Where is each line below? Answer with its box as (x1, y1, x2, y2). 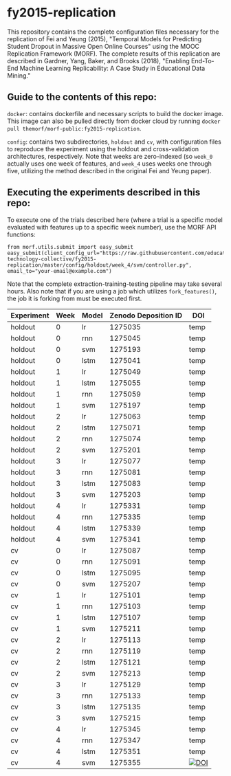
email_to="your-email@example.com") (7, 267, 112, 274)
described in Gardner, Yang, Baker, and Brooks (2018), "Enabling (7, 56, 190, 65)
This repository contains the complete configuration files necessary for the (7, 27, 219, 36)
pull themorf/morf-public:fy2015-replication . (7, 124, 142, 132)
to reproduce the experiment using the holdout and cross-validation (7, 144, 199, 153)
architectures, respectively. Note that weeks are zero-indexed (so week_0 (7, 152, 213, 160)
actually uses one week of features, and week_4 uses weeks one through (7, 159, 212, 168)
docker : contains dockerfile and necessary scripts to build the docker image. (7, 109, 223, 118)
